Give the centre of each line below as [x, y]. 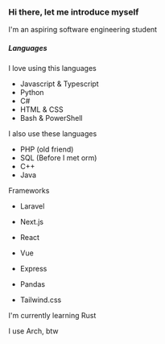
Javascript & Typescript [59, 84]
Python [32, 93]
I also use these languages [53, 134]
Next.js [32, 222]
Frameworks [29, 191]
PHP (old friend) [47, 149]
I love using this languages [52, 68]
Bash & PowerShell [51, 118]
